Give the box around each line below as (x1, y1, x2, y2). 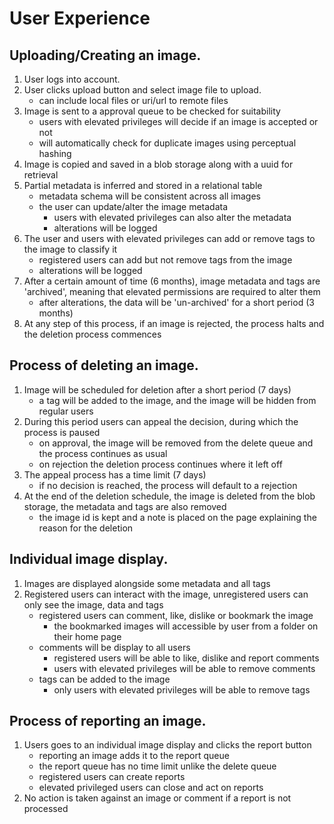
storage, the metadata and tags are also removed (23, 500, 227, 512)
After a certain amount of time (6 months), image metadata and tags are (23, 275, 321, 287)
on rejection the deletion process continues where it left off (38, 458, 283, 470)
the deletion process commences (23, 328, 162, 340)
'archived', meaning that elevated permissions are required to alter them (23, 286, 321, 297)
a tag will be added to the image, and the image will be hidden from (38, 394, 317, 406)
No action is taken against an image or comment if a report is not (23, 792, 292, 804)
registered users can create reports (38, 771, 186, 783)
